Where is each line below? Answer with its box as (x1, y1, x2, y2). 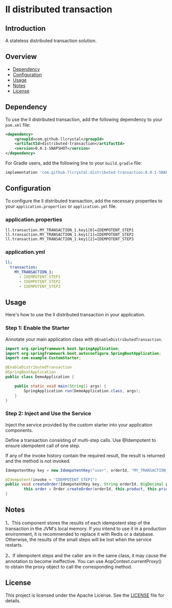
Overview (5, 52, 37, 61)
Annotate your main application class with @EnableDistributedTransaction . (5, 336, 163, 342)
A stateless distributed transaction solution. (5, 37, 97, 44)
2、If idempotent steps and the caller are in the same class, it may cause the (5, 552, 167, 558)
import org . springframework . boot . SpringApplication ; (5, 346, 120, 351)
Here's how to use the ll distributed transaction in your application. (5, 312, 146, 318)
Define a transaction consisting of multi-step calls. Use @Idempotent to (5, 437, 156, 443)
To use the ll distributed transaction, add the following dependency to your (5, 116, 163, 123)
